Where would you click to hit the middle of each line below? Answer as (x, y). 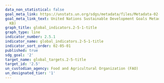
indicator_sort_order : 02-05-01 (38, 46)
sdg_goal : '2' (20, 55)
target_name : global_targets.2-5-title (46, 60)
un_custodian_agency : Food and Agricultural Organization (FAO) (72, 69)
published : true (21, 50)
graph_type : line (23, 32)
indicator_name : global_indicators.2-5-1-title (54, 41)
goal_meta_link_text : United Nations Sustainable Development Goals (76, 19)
